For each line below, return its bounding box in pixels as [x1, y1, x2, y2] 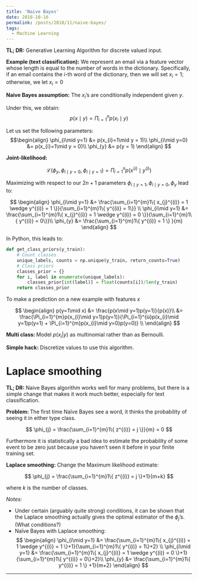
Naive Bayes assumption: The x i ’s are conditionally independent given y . [6, 91, 184, 100]
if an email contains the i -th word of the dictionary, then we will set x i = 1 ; [6, 71, 184, 79]
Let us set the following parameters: [6, 127, 94, 134]
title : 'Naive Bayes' [6, 8, 60, 15]
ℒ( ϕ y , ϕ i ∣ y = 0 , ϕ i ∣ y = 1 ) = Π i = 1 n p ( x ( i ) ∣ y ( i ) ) [46, 165, 152, 175]
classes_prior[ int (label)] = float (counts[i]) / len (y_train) [27, 279, 178, 285]
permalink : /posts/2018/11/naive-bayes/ [6, 19, 107, 25]
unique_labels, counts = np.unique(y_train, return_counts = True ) [16, 258, 181, 263]
